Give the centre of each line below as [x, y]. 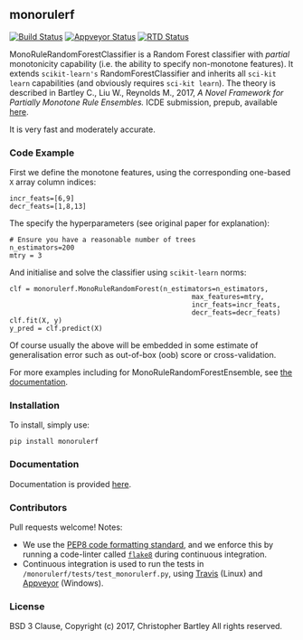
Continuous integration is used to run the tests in [113, 564]
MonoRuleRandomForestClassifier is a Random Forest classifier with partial [150, 54]
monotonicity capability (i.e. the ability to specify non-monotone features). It [151, 63]
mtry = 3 [26, 256]
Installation [35, 406]
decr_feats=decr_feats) [236, 313]
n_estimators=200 [42, 248]
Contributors [38, 507]
